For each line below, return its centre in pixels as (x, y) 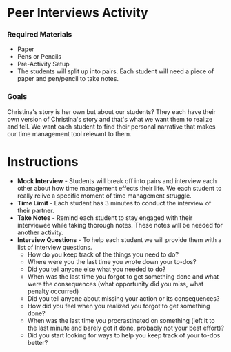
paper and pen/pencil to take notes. (68, 79)
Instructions (43, 161)
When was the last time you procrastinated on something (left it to (121, 320)
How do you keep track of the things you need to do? (103, 254)
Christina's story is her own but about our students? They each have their (111, 111)
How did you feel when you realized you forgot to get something (119, 306)
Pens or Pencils (39, 57)
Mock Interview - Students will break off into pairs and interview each (117, 180)
